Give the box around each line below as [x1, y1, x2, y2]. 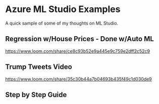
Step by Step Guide [5, 90, 67, 99]
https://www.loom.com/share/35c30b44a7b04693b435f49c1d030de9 [5, 76, 152, 82]
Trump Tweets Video [5, 63, 72, 71]
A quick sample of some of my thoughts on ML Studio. [5, 20, 119, 26]
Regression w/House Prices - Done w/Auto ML [5, 35, 154, 43]
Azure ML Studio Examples [5, 4, 121, 15]
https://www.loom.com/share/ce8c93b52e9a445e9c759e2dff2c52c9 [5, 48, 150, 54]
